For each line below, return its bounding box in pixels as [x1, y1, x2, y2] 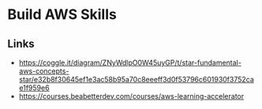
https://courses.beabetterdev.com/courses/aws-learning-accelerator [18, 92, 245, 100]
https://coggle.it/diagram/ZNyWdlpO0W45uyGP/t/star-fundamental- [18, 58, 241, 67]
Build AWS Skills [7, 6, 118, 24]
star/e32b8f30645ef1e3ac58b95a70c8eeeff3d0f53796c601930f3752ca [18, 75, 254, 84]
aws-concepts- [18, 66, 69, 76]
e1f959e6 [18, 83, 50, 92]
